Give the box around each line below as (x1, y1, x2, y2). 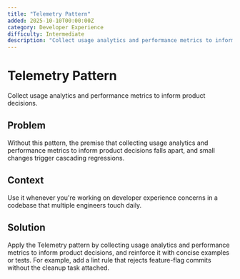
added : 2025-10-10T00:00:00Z (7, 17, 94, 24)
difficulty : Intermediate (7, 30, 84, 38)
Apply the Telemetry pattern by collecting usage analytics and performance (7, 240, 230, 249)
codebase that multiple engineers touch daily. (7, 201, 142, 209)
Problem (7, 119, 46, 132)
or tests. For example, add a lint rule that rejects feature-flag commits (7, 255, 212, 264)
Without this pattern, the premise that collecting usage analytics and (7, 138, 209, 147)
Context (7, 174, 44, 186)
